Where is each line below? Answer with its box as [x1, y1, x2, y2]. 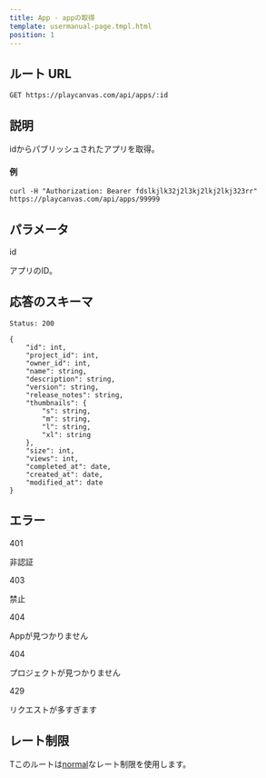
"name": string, [25, 366, 88, 375]
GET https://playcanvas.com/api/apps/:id [9, 91, 169, 100]
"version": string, [25, 383, 100, 392]
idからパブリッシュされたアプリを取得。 [9, 144, 160, 155]
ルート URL [9, 65, 73, 82]
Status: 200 [9, 319, 54, 328]
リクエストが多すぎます [9, 703, 97, 714]
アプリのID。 [9, 265, 57, 276]
